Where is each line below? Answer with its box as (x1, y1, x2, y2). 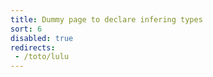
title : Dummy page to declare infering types (10, 14, 203, 25)
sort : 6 (10, 24, 43, 34)
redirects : (10, 42, 56, 53)
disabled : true (10, 33, 74, 43)
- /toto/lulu (14, 52, 70, 62)
